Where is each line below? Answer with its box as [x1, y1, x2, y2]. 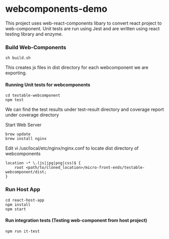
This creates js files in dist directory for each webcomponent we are [5, 65, 149, 71]
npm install [5, 202, 31, 207]
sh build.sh [5, 55, 31, 61]
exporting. [5, 70, 27, 76]
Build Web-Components [5, 44, 66, 51]
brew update [5, 132, 31, 137]
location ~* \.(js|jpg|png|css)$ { [5, 161, 81, 166]
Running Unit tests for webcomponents [5, 82, 90, 88]
